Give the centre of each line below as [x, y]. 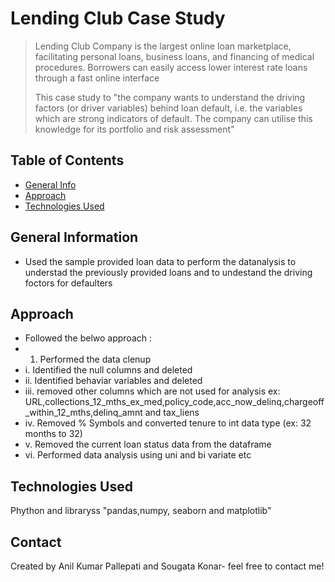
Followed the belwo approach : [88, 338]
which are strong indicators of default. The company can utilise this [173, 118]
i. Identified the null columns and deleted [108, 370]
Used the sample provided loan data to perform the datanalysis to [160, 261]
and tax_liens [172, 413]
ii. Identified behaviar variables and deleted [113, 381]
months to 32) [53, 434]
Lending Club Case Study [118, 18]
